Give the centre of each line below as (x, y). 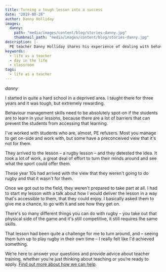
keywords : (15, 51)
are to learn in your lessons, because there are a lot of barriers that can (78, 118)
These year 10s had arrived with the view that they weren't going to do (77, 173)
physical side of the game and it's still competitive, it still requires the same (82, 218)
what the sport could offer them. (38, 163)
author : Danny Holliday (30, 19)
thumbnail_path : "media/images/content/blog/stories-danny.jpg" (82, 38)
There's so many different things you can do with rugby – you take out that (81, 213)
